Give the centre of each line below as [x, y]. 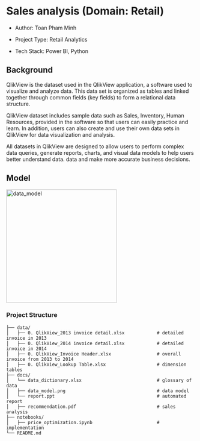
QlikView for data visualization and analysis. [61, 134]
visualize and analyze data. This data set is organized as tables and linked [98, 91]
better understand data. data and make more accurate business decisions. [98, 159]
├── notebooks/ [25, 417]
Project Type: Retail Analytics [51, 39]
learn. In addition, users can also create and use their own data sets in [93, 128]
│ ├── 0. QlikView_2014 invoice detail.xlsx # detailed [95, 343]
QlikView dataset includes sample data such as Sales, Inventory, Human [95, 115]
